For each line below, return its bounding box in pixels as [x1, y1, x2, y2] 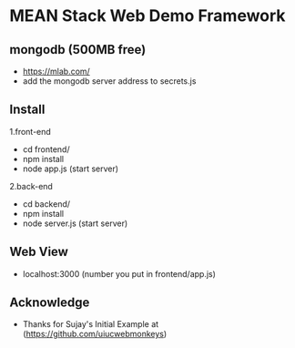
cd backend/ [22, 198, 71, 210]
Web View [9, 244, 68, 260]
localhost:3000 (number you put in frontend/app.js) [22, 268, 217, 279]
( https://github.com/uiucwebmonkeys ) [22, 329, 168, 340]
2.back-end [9, 180, 53, 191]
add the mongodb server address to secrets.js [22, 76, 197, 87]
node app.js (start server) [22, 163, 119, 174]
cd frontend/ [22, 143, 70, 155]
